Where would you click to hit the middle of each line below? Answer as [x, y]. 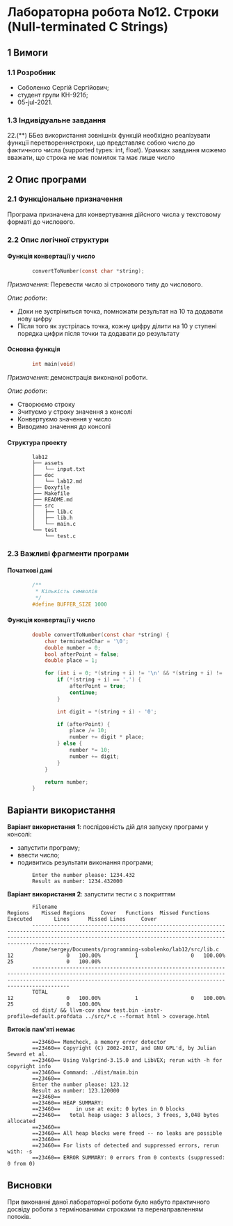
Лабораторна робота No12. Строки [113, 12]
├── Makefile [51, 494]
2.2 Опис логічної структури [58, 239]
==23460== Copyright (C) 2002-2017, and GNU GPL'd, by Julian [124, 1048]
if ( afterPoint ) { [83, 724]
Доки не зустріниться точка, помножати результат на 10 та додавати [120, 311]
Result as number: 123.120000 [76, 1091]
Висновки [30, 1185]
